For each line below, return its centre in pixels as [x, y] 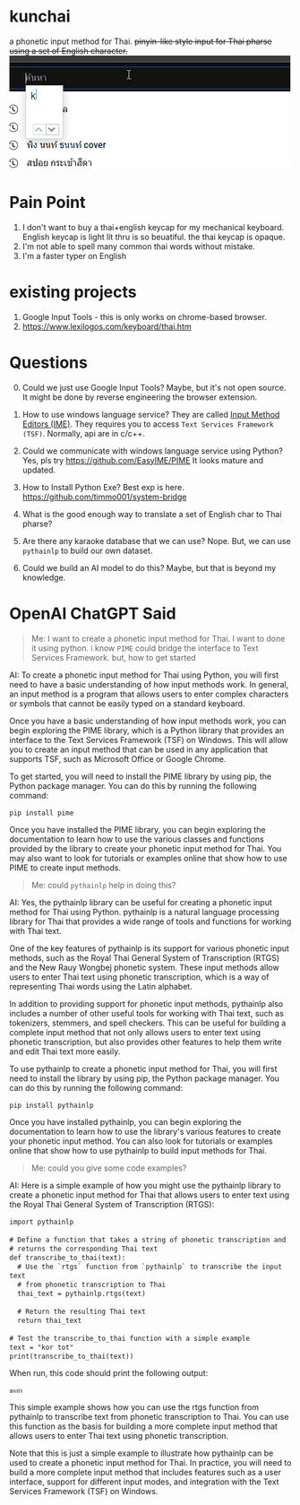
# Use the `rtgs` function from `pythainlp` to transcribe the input [150, 1267]
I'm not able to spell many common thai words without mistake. [138, 246]
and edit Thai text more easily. [65, 1051]
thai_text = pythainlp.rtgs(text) [81, 1293]
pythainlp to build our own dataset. [87, 550]
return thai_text [50, 1320]
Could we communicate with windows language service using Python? [153, 451]
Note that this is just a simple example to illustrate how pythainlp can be [141, 1453]
